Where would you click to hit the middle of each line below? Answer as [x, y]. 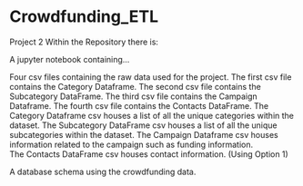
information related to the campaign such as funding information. [131, 144]
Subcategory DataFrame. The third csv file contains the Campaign [133, 96]
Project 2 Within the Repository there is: [84, 42]
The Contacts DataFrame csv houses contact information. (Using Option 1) [149, 154]
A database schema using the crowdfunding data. [103, 171]
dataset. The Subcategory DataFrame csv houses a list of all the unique [143, 125]
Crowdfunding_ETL [84, 17]
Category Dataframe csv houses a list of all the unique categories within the [151, 115]
